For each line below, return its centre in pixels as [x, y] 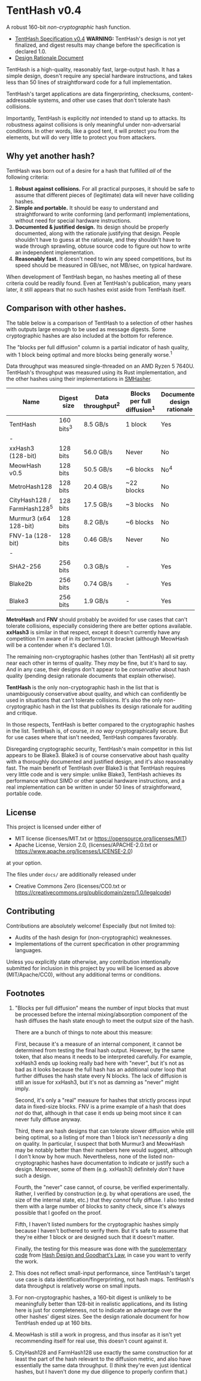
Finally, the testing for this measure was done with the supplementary [101, 1248]
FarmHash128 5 [31, 508]
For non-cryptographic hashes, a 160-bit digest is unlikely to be [93, 1297]
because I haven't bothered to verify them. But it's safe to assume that [101, 1230]
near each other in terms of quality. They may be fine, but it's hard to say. [97, 663]
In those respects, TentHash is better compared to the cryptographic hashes [100, 725]
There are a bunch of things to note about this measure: [84, 1032]
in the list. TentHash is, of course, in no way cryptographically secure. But [97, 731]
